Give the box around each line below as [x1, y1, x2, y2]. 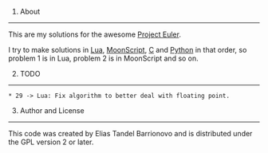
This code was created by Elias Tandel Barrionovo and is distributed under [8, 129, 253, 138]
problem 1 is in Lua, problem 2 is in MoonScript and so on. [8, 53, 199, 63]
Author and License [19, 106, 85, 115]
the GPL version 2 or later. [8, 137, 94, 147]
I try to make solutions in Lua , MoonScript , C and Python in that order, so [8, 45, 247, 54]
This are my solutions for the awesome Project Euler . [8, 29, 182, 39]
